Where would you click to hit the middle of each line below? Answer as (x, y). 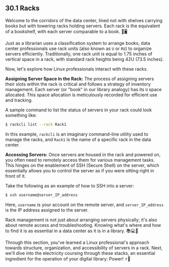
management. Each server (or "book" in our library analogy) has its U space (83, 89)
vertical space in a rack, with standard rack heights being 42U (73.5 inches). (84, 59)
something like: (21, 115)
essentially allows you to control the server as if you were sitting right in (80, 170)
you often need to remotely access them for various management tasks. (80, 160)
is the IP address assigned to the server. (47, 210)
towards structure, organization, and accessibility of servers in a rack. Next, (84, 248)
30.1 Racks (22, 8)
